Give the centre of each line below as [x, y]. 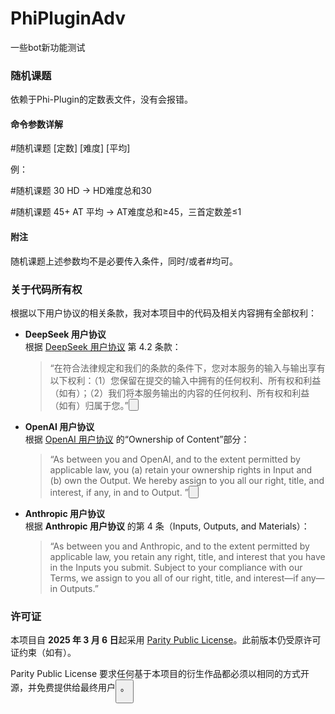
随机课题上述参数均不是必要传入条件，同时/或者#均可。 [124, 261]
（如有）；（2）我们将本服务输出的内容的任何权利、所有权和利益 [179, 393]
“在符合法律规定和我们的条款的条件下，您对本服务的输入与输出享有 [187, 368]
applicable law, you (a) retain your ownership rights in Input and [181, 470]
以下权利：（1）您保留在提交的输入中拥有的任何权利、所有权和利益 [185, 380]
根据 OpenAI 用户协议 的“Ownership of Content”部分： [137, 439]
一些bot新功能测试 [48, 47]
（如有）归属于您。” [89, 406]
